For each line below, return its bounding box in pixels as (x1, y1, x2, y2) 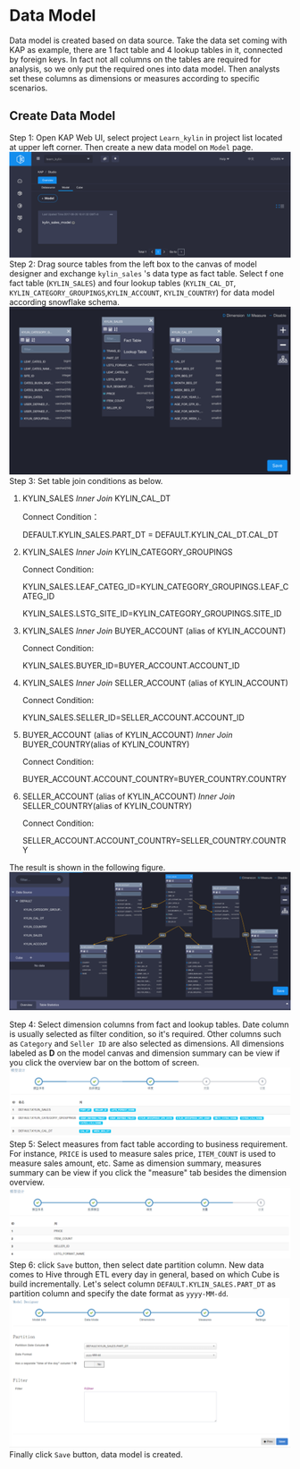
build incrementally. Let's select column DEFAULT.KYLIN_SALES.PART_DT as (9, 1278, 277, 1289)
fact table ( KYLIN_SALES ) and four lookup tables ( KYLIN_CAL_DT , (9, 277, 237, 288)
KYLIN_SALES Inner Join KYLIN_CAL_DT (21, 493, 171, 504)
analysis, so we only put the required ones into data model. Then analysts (9, 64, 280, 74)
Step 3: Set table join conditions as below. (9, 475, 163, 486)
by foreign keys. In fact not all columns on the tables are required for (9, 54, 262, 64)
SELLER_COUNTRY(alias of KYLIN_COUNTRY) (21, 800, 193, 811)
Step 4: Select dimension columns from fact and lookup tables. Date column (9, 1019, 289, 1030)
